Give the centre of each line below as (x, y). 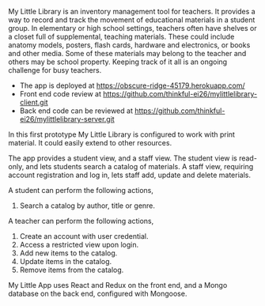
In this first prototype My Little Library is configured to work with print (122, 134)
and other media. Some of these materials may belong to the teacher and (127, 53)
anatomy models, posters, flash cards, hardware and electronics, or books (129, 45)
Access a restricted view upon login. (79, 245)
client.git (34, 102)
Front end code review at (60, 94)
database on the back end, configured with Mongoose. (98, 293)
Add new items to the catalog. (68, 253)
